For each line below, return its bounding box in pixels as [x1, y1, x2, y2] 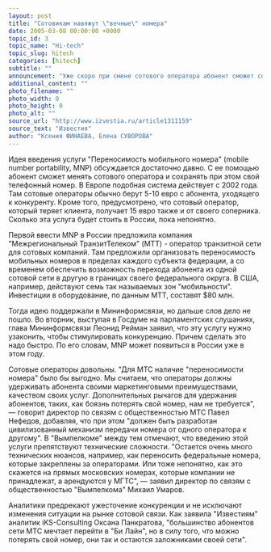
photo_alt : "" [8, 110, 56, 118]
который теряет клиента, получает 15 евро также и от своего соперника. [8, 205, 261, 215]
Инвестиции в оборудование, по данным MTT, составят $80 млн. [8, 290, 235, 300]
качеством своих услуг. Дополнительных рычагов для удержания [8, 390, 237, 400]
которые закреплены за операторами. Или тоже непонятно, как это [8, 458, 244, 469]
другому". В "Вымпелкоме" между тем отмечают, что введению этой [8, 433, 248, 443]
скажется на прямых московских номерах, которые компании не [8, 467, 236, 477]
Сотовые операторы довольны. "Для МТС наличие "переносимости [8, 364, 244, 374]
